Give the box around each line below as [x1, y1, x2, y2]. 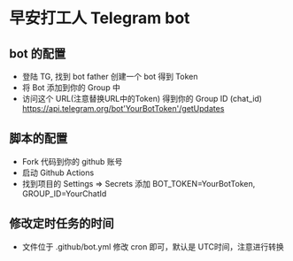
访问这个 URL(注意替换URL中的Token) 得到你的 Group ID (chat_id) [21, 94, 263, 104]
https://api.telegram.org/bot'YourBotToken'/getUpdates [21, 104, 225, 113]
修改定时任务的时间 [9, 216, 114, 231]
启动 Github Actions [21, 167, 95, 178]
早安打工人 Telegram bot [9, 8, 190, 28]
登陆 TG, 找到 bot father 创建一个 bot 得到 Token [21, 72, 198, 81]
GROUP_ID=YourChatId [21, 188, 107, 199]
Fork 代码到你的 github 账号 [21, 156, 123, 166]
